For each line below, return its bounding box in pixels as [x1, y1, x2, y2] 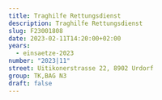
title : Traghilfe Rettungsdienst [8, 11, 122, 20]
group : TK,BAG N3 [8, 72, 67, 80]
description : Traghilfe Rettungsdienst [8, 19, 143, 27]
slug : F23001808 [8, 27, 63, 35]
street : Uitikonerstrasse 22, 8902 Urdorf [8, 65, 154, 73]
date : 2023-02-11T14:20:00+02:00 [8, 34, 122, 43]
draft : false [8, 79, 53, 87]
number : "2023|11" [8, 57, 70, 65]
